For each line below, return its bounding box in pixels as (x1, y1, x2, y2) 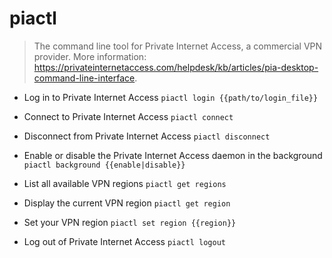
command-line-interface (33, 72, 136, 84)
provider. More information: (33, 50, 147, 62)
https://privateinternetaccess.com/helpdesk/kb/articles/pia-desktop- (33, 61, 319, 73)
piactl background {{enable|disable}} (23, 160, 186, 170)
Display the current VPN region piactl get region (23, 197, 231, 209)
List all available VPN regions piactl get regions (23, 177, 227, 189)
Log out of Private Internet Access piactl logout (23, 235, 226, 247)
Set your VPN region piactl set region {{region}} (23, 216, 237, 228)
